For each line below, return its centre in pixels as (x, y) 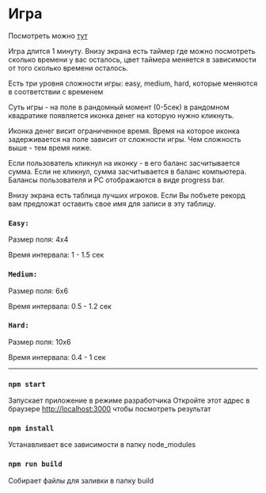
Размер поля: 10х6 (40, 342)
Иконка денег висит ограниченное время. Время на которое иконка (124, 131)
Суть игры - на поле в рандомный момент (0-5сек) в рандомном (119, 107)
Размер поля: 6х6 (38, 291)
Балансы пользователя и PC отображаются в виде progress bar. (117, 180)
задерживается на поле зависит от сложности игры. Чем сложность (125, 139)
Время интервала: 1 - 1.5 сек (56, 255)
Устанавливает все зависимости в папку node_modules (102, 445)
